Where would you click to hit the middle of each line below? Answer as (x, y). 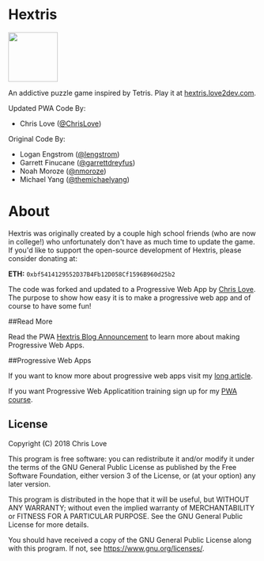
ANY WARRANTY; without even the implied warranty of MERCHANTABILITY (132, 507)
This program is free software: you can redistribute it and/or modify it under (131, 459)
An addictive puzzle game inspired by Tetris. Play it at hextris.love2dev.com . (132, 93)
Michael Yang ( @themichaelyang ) (75, 179)
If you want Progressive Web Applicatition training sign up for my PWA (123, 391)
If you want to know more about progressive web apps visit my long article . (130, 375)
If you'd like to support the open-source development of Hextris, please (125, 250)
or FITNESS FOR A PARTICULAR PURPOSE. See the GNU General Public (126, 516)
